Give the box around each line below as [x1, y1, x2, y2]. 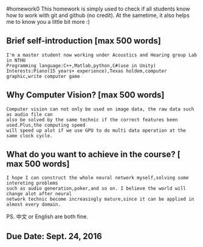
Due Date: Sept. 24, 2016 [6, 231, 102, 242]
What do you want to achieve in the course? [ [6, 149, 181, 160]
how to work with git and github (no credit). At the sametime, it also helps [6, 12, 190, 19]
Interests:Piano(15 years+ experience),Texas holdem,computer [6, 68, 167, 74]
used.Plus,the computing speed [6, 122, 86, 128]
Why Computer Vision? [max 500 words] [6, 90, 165, 100]
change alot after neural [6, 191, 72, 197]
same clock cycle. [6, 132, 53, 139]
